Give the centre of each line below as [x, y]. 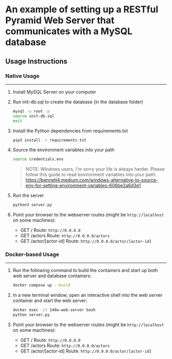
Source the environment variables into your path [64, 150]
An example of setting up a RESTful [82, 10]
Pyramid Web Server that [60, 20]
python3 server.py [32, 205]
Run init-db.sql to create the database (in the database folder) [78, 102]
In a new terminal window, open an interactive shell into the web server [88, 295]
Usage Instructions [36, 61]
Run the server [28, 195]
